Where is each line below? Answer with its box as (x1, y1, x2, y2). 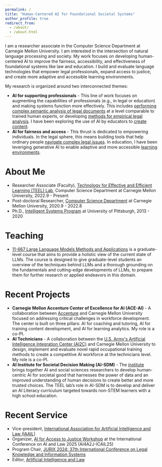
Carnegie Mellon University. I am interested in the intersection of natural (5, 48, 148, 54)
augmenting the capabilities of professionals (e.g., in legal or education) (12, 98, 156, 103)
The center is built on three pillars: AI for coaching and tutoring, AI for (12, 321, 151, 326)
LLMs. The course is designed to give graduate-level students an (12, 257, 142, 262)
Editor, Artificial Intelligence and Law (12, 456, 85, 462)
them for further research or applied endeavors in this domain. (12, 272, 137, 278)
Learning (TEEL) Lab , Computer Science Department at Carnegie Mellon (12, 187, 156, 193)
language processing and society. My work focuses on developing (5, 53, 138, 59)
